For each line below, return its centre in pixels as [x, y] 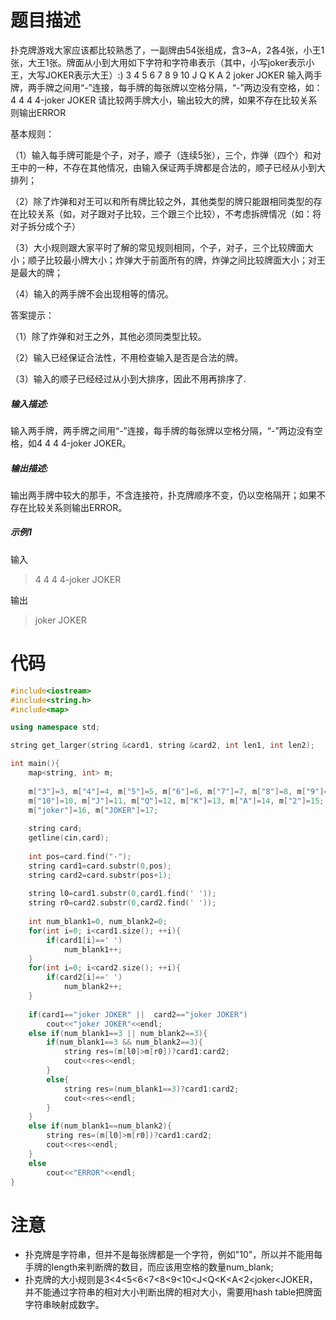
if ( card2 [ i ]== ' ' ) [84, 977]
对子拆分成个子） [45, 226]
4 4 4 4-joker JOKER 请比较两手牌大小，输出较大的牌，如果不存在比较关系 [164, 100]
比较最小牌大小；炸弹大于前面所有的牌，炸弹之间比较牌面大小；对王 [185, 260]
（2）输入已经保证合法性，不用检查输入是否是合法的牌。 [127, 357]
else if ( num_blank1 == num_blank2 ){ [100, 1126]
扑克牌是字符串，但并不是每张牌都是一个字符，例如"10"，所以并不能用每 [173, 1255]
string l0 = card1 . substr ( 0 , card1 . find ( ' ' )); [122, 894]
